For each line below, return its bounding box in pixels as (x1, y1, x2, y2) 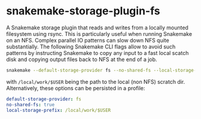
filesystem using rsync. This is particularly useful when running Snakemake (6, 30, 193, 37)
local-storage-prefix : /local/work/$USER (6, 107, 111, 113)
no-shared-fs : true (6, 102, 55, 108)
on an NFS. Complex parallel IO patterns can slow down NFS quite (6, 36, 169, 44)
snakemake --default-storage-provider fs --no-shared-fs (6, 67, 151, 73)
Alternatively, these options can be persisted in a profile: (6, 84, 145, 91)
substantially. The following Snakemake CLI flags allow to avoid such (6, 43, 176, 50)
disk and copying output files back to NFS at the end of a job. (6, 56, 157, 63)
